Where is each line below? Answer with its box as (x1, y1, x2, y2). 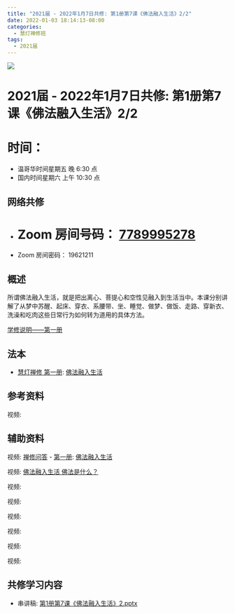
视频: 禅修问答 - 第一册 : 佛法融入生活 (7, 452, 113, 461)
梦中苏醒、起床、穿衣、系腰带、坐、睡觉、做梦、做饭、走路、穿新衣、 (25, 302, 228, 310)
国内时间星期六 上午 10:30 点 (17, 173, 100, 182)
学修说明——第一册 (7, 326, 63, 334)
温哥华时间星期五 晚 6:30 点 (17, 165, 98, 173)
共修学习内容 (7, 579, 63, 591)
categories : (7, 23, 42, 30)
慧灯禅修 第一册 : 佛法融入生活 (17, 368, 103, 376)
